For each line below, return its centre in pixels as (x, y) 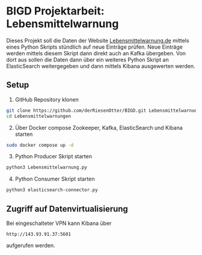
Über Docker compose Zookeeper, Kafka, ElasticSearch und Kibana (99, 127)
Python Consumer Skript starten (55, 179)
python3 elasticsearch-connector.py (52, 190)
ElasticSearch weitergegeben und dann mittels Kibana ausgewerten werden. (101, 66)
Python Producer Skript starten (53, 156)
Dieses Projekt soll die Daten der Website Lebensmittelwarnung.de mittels (98, 40)
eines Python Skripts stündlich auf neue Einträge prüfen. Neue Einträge (95, 47)
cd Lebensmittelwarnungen (38, 116)
